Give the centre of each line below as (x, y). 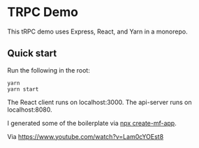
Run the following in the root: (49, 70)
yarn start (23, 89)
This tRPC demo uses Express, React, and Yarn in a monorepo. (97, 31)
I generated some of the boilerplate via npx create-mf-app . (92, 123)
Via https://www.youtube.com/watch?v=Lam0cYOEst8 (86, 136)
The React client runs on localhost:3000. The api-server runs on (99, 102)
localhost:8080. (30, 110)
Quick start (32, 53)
